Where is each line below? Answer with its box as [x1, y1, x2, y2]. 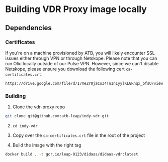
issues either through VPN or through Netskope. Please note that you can [5, 55, 157, 61]
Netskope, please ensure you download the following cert [5, 66, 125, 72]
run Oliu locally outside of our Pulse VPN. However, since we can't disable [5, 60, 159, 66]
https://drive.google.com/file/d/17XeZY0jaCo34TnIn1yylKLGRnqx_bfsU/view [5, 81, 163, 86]
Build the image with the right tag [12, 142, 81, 148]
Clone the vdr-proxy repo [12, 104, 65, 110]
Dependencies [5, 24, 52, 32]
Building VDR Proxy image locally [5, 4, 147, 15]
